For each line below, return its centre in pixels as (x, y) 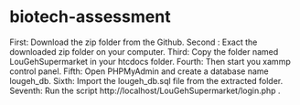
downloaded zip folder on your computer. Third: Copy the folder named (144, 51)
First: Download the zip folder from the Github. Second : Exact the (134, 42)
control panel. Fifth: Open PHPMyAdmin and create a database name (139, 71)
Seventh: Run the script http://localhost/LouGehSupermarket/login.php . (145, 90)
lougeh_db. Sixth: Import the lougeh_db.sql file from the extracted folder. (146, 80)
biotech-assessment (90, 17)
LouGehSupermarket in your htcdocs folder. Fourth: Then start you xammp (150, 61)
